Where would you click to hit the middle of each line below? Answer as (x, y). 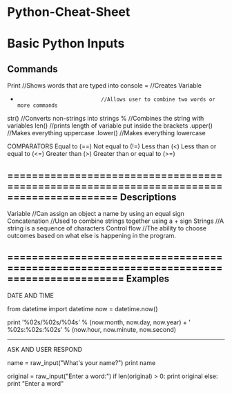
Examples (148, 279)
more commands (37, 106)
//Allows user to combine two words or (158, 100)
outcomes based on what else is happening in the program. (91, 236)
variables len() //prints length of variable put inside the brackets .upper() (110, 126)
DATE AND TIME (30, 295)
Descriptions (148, 197)
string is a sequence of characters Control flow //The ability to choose (107, 228)
